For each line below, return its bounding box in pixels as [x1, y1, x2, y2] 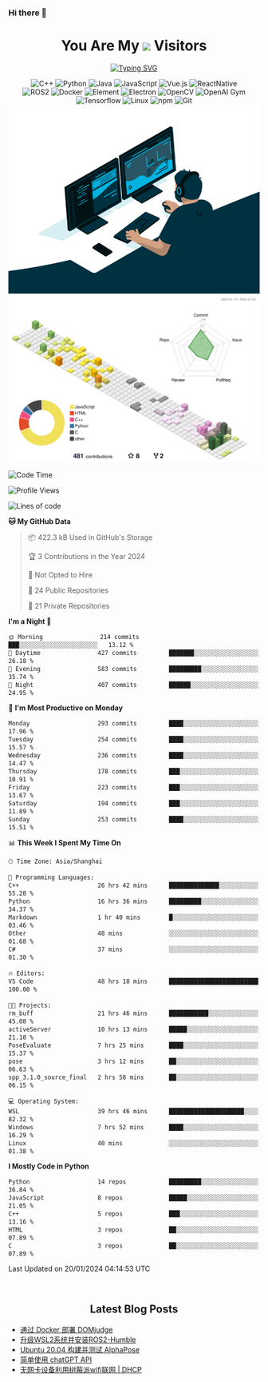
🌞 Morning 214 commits [8, 633, 140, 641]
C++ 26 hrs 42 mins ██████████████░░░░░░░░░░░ [8, 881, 259, 890]
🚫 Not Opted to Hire [27, 570, 93, 580]
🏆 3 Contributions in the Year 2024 [27, 552, 145, 561]
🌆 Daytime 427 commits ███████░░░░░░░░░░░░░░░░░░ [8, 649, 259, 657]
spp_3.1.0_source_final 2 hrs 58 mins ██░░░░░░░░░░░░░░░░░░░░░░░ [8, 1073, 259, 1082]
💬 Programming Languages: [8, 873, 94, 882]
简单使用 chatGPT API [19, 1355, 93, 1364]
